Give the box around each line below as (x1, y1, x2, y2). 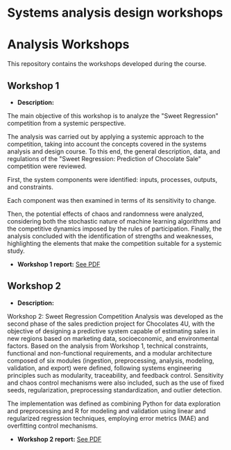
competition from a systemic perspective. (7, 119, 126, 127)
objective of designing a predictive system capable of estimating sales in (7, 326, 216, 335)
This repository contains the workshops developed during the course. (7, 60, 207, 68)
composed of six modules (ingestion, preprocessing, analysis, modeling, (7, 356, 214, 365)
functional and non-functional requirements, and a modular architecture (7, 349, 212, 357)
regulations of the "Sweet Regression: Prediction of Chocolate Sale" (7, 154, 201, 162)
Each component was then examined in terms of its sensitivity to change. (7, 196, 216, 204)
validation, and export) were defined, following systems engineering (7, 363, 202, 372)
